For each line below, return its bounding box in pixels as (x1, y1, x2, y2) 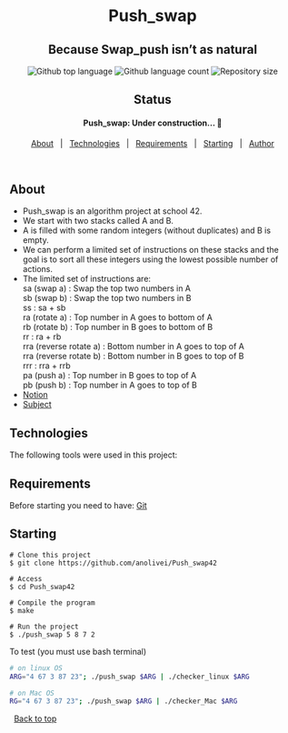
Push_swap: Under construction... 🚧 (83, 117, 223, 128)
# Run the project (9, 622, 79, 631)
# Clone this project (9, 550, 92, 559)
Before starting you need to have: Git (9, 500, 147, 511)
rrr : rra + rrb (22, 360, 71, 371)
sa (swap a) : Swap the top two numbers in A (22, 283, 192, 294)
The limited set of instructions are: (22, 274, 152, 285)
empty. (22, 235, 49, 246)
